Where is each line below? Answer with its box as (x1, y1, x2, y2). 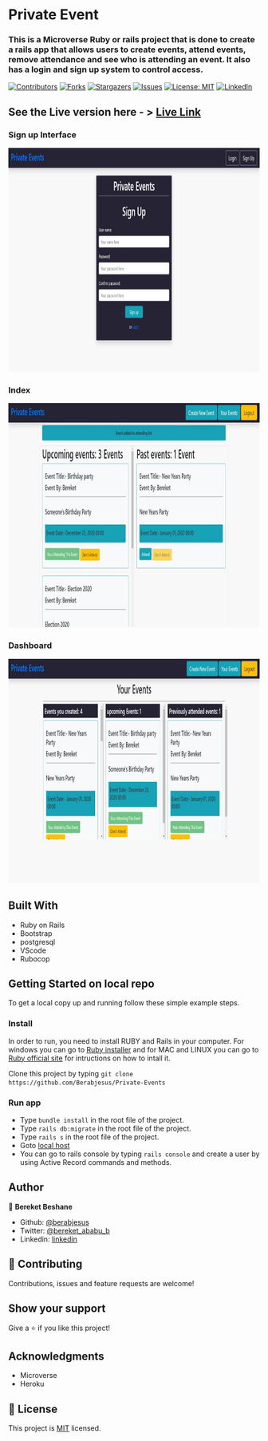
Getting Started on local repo (8, 977, 155, 990)
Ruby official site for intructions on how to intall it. (8, 1053, 171, 1063)
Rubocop (19, 953, 50, 963)
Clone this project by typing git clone (8, 1068, 134, 1078)
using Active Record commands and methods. (19, 1157, 172, 1167)
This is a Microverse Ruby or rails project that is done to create (8, 34, 255, 45)
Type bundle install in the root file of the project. (19, 1115, 185, 1124)
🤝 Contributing (8, 1257, 83, 1271)
